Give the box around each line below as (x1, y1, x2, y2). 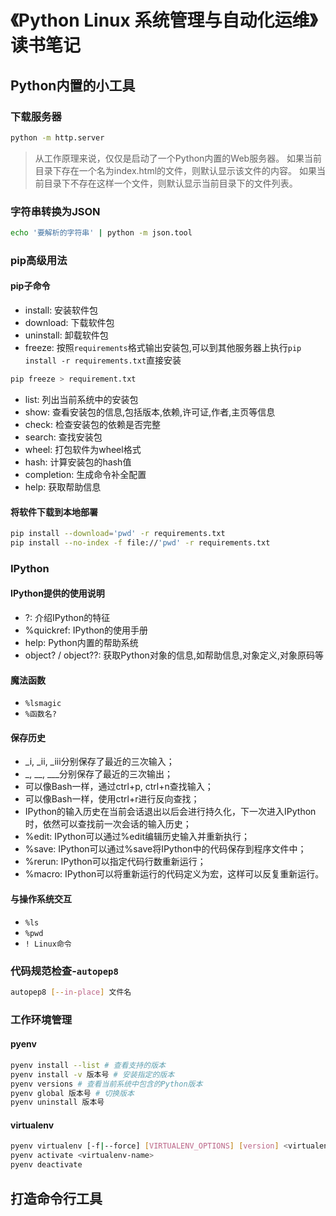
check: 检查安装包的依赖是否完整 (24, 418, 161, 430)
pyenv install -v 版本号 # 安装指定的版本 (10, 1069, 175, 1080)
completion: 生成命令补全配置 (24, 468, 147, 480)
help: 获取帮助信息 (24, 481, 102, 493)
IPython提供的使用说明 (10, 587, 105, 600)
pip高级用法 (10, 253, 68, 267)
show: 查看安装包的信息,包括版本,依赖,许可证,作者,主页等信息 (24, 406, 276, 418)
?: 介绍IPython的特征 (24, 612, 111, 623)
